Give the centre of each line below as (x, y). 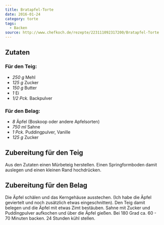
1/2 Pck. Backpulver (32, 98)
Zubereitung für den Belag (46, 185)
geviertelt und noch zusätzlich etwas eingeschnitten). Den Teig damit (75, 202)
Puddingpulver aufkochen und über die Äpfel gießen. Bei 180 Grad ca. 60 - (81, 213)
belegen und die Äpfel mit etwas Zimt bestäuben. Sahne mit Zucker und (78, 208)
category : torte (22, 19)
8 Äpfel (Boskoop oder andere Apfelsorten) (56, 122)
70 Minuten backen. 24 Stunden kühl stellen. (50, 218)
